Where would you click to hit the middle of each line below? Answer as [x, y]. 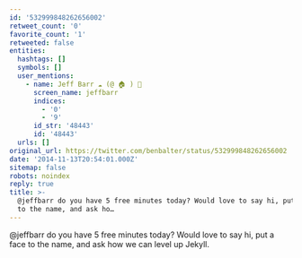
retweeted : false [42, 43]
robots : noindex [40, 176]
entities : [28, 51]
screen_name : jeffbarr [75, 92]
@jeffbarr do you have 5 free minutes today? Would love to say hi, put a [142, 235]
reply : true [31, 185]
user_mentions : [46, 76]
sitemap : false [38, 168]
